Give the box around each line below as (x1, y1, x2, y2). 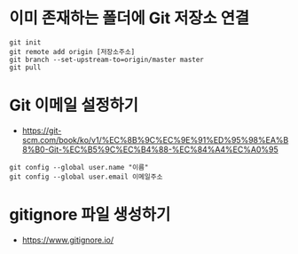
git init (9, 37, 42, 47)
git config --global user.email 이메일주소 (9, 172, 163, 181)
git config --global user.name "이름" (9, 163, 149, 171)
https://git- (21, 125, 62, 136)
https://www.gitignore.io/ (21, 234, 114, 245)
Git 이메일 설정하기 (9, 95, 139, 115)
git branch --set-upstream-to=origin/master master (9, 55, 204, 64)
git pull (9, 63, 42, 72)
